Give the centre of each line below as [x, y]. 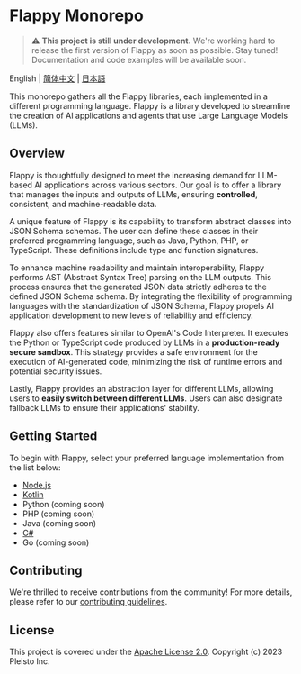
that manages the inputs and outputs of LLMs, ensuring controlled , [133, 194]
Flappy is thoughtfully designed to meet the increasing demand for [133, 175]
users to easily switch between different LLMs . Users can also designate [146, 398]
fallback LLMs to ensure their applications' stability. [104, 407]
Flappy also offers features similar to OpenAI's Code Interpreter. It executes [149, 332]
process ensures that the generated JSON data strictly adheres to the [138, 287]
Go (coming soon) [56, 542]
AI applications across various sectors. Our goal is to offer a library [158, 185]
